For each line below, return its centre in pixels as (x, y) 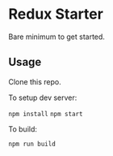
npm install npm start (46, 114)
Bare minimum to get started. (56, 37)
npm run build (32, 144)
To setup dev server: (43, 97)
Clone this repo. (35, 81)
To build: (23, 129)
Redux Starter (56, 14)
